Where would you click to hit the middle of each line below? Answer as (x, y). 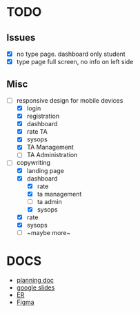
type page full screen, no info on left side (75, 62)
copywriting (33, 163)
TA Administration (52, 155)
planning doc (35, 280)
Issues (21, 38)
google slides (36, 287)
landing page (46, 170)
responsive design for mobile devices (70, 100)
